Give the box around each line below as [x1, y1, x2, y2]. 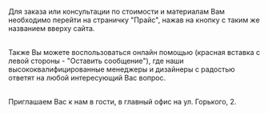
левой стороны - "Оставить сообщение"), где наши [8, 56, 184, 65]
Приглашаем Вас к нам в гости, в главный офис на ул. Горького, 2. [8, 97, 237, 106]
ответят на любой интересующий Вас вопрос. [8, 73, 166, 82]
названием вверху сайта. [8, 24, 95, 33]
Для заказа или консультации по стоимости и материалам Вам [8, 7, 226, 16]
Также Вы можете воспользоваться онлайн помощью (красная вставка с [8, 48, 261, 57]
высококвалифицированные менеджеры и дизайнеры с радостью [8, 65, 236, 74]
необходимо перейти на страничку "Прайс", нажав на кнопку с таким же [8, 15, 260, 25]
